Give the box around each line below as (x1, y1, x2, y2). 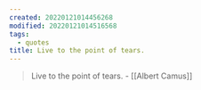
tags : (9, 29, 29, 38)
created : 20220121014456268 (9, 12, 114, 22)
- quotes (17, 37, 50, 47)
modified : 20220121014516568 (9, 21, 117, 30)
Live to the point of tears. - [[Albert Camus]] (30, 70, 193, 81)
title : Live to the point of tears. (9, 46, 145, 55)
